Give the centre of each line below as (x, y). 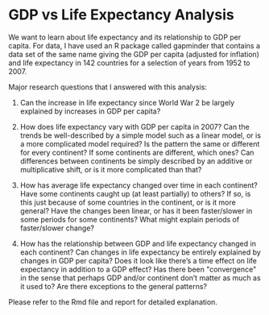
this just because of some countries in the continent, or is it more (128, 202)
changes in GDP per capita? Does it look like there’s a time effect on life (139, 260)
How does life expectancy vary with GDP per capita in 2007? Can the (134, 126)
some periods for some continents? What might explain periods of (130, 219)
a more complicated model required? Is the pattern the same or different (140, 143)
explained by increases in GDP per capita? (90, 111)
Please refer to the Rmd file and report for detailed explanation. (113, 302)
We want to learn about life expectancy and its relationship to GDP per (125, 37)
